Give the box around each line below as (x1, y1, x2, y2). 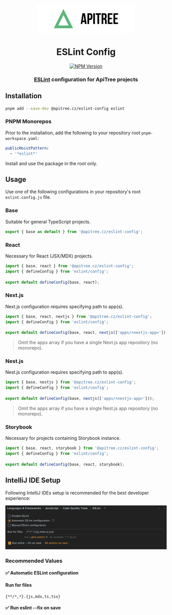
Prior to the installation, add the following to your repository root (5, 130, 141, 136)
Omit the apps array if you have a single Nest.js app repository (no (17, 405, 158, 411)
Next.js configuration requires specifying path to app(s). (5, 303, 124, 309)
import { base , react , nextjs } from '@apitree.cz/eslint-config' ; (5, 314, 153, 319)
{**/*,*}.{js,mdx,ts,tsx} (5, 594, 60, 599)
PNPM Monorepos (5, 118, 52, 125)
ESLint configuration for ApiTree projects (34, 76, 138, 83)
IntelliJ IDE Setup (5, 476, 61, 485)
